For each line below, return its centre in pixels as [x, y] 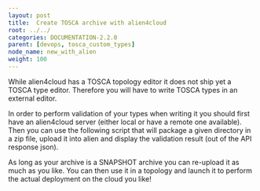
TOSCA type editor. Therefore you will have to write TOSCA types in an [123, 90]
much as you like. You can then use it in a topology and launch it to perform [130, 171]
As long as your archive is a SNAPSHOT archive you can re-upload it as [124, 162]
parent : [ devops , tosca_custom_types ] [71, 45]
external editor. [33, 98]
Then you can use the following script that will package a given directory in [130, 130]
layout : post [29, 15]
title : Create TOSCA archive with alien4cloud [88, 23]
